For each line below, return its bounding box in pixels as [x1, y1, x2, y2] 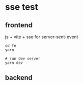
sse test [5, 1, 38, 13]
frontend [5, 21, 33, 29]
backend [5, 74, 33, 82]
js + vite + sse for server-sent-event [5, 34, 79, 40]
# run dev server [5, 56, 41, 61]
